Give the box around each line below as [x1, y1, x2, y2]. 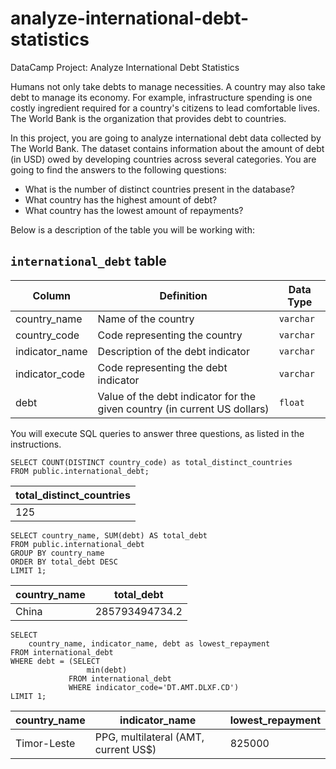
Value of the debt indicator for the [97, 389, 257, 403]
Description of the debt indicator [97, 344, 250, 358]
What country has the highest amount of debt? [24, 193, 218, 206]
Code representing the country [97, 328, 243, 342]
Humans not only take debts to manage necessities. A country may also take [10, 80, 326, 92]
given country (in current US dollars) [97, 402, 270, 416]
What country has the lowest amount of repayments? [24, 204, 244, 216]
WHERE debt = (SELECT [10, 656, 101, 666]
